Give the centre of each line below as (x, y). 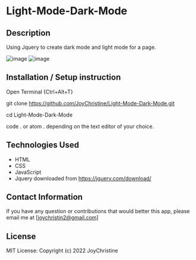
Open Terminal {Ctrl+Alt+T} (39, 92)
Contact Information (45, 197)
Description (28, 33)
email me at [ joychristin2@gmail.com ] (53, 218)
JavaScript (28, 172)
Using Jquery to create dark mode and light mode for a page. (81, 47)
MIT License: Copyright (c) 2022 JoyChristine (62, 250)
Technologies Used (42, 145)
